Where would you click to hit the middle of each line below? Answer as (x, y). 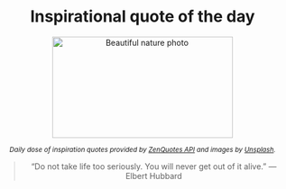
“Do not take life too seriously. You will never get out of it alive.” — (154, 166)
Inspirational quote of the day (143, 17)
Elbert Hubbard (153, 175)
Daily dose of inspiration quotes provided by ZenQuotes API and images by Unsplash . (143, 149)
